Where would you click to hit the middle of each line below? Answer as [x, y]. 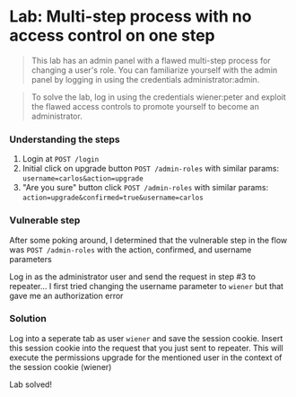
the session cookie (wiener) [61, 366]
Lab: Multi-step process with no [131, 17]
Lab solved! [30, 384]
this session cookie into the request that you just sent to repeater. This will [147, 348]
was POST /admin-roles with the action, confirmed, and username [131, 250]
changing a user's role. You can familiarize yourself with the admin [154, 70]
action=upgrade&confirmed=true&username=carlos [113, 198]
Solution [28, 319]
